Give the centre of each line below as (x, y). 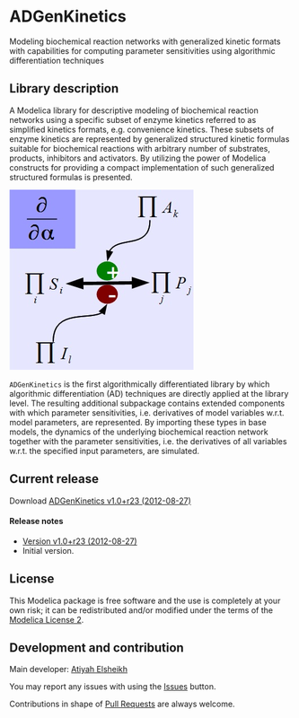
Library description (64, 88)
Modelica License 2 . (47, 619)
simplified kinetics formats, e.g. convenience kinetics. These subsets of (142, 129)
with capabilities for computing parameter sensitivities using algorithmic (142, 50)
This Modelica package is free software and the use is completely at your (145, 600)
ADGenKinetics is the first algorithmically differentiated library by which (140, 384)
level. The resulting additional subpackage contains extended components (147, 403)
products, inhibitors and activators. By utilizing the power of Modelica (138, 158)
